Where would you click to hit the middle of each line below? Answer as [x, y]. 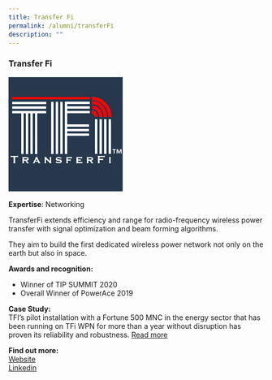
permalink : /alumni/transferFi [61, 26]
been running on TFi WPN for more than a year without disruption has [125, 326]
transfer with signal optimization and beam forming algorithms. [113, 228]
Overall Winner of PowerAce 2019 [77, 293]
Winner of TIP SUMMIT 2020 [69, 284]
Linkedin [23, 367]
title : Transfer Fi [41, 17]
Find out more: [34, 350]
